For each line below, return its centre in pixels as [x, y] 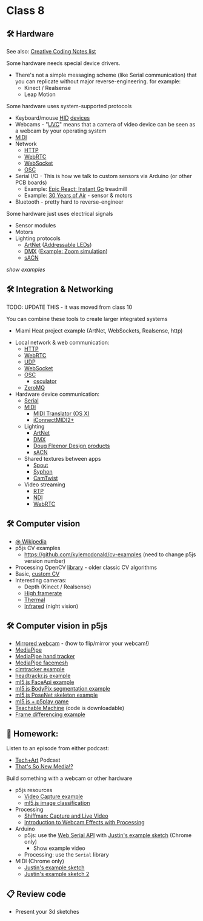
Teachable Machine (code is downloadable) [70, 708]
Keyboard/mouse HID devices [52, 118]
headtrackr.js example [43, 676]
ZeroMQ [35, 387]
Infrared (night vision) [51, 606]
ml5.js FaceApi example [45, 682]
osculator [45, 381]
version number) [45, 561]
